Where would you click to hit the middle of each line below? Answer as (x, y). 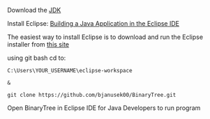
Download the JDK (34, 10)
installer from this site (38, 44)
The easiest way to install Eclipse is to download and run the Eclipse (105, 37)
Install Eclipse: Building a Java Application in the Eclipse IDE (93, 23)
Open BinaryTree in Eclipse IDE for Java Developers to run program (104, 108)
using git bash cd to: (37, 58)
